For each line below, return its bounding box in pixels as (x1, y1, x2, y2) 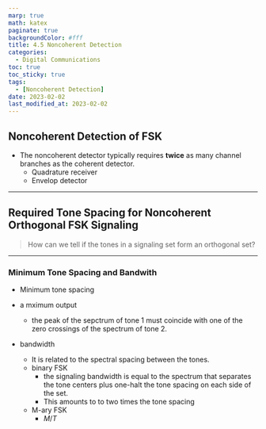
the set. (43, 389, 69, 398)
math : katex (8, 19, 47, 27)
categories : (8, 48, 47, 56)
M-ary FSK (31, 405, 67, 415)
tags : (8, 78, 26, 86)
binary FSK (31, 363, 68, 373)
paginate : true (8, 26, 59, 34)
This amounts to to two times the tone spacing (43, 397, 196, 407)
